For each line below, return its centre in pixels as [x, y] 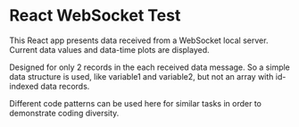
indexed [24, 86]
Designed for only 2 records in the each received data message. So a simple [149, 67]
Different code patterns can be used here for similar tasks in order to [135, 103]
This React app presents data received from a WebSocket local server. [139, 40]
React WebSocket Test [95, 16]
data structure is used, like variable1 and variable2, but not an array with [141, 76]
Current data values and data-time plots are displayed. [109, 49]
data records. [65, 86]
